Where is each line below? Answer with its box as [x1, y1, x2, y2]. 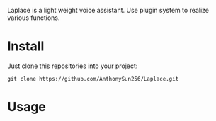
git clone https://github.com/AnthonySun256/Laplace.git [7, 75, 179, 82]
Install [7, 38, 45, 54]
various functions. [7, 13, 60, 22]
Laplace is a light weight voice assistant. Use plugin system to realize [7, 6, 209, 14]
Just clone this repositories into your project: [7, 62, 138, 70]
